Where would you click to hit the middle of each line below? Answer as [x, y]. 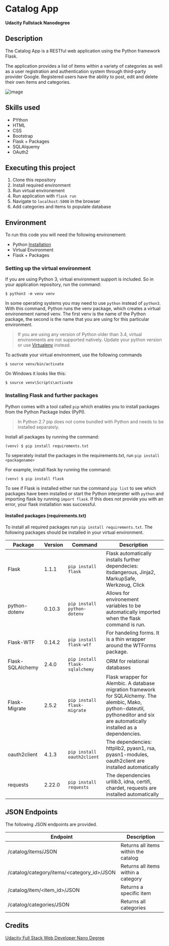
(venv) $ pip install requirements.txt [47, 446]
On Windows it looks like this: [36, 373]
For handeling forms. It [133, 633]
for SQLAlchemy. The [131, 696]
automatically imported [133, 612]
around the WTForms [131, 645]
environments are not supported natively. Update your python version [90, 340]
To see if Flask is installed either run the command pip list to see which [81, 488]
